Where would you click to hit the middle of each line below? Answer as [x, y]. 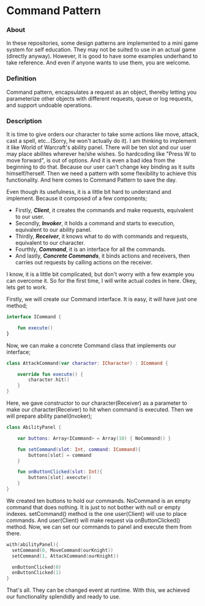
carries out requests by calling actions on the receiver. [84, 263]
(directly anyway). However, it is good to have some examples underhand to [102, 56]
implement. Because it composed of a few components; [77, 198]
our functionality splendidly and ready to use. [64, 597]
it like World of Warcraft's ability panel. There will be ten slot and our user [99, 147]
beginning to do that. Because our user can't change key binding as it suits [101, 167]
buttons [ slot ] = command [60, 455]
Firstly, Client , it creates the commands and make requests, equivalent [104, 210]
